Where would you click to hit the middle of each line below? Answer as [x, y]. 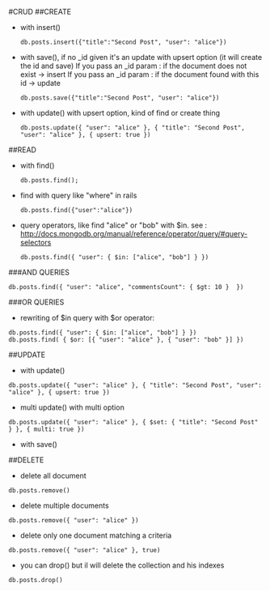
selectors [36, 242]
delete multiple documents [64, 506]
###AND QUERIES [39, 272]
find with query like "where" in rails [78, 195]
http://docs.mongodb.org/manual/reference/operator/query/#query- [134, 234]
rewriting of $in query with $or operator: [87, 318]
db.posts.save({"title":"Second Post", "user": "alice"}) [120, 98]
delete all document [53, 476]
